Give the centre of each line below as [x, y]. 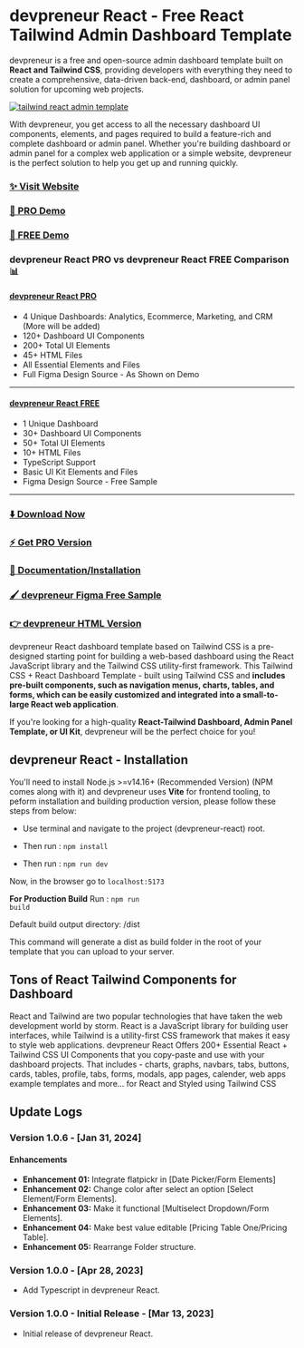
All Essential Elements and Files [81, 365]
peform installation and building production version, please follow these [142, 801]
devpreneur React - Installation [99, 760]
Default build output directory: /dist [75, 924]
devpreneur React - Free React [127, 16]
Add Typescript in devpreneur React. [91, 1290]
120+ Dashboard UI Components [83, 336]
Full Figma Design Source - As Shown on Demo [111, 374]
